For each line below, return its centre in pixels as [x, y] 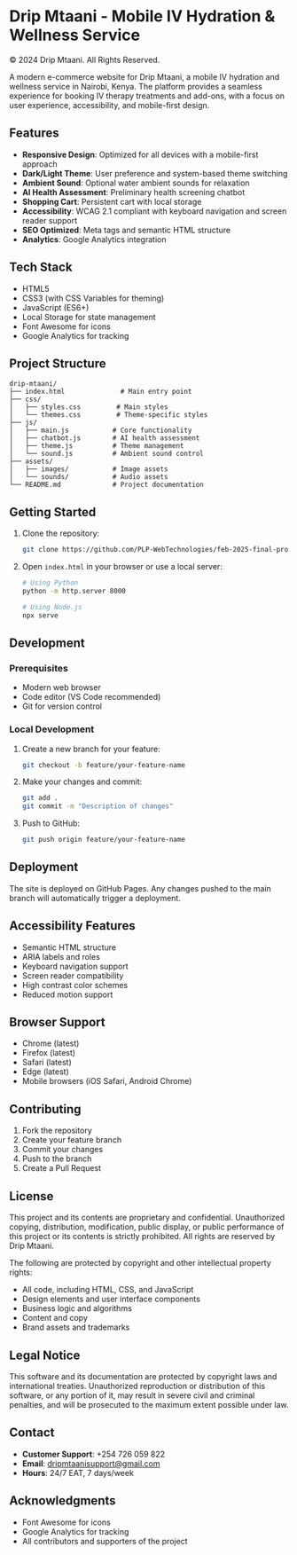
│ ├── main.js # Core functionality [101, 431]
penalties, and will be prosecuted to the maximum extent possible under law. [149, 1404]
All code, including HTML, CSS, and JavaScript [108, 1290]
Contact [32, 1433]
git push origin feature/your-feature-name [104, 840]
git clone [40, 550]
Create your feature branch [72, 1140]
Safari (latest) [47, 1063]
